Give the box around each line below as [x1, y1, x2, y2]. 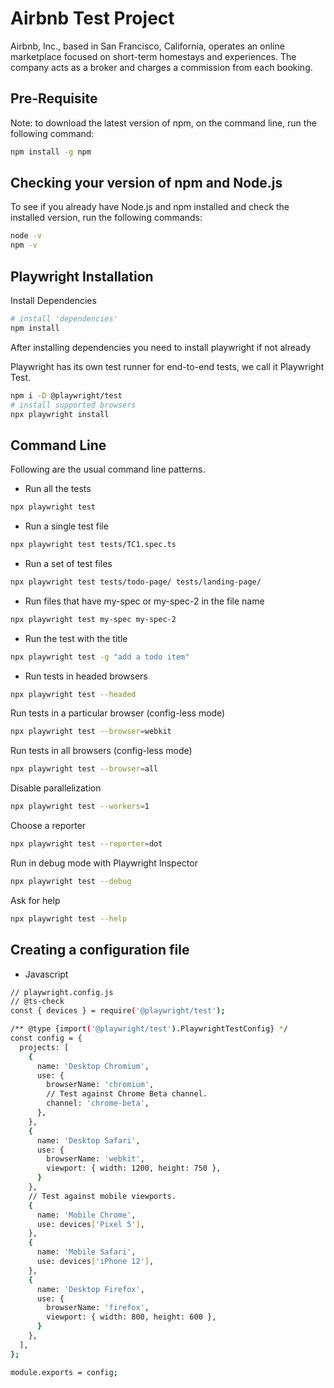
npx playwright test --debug [10, 876, 132, 886]
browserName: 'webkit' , [46, 1154, 145, 1164]
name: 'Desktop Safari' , [36, 1135, 141, 1146]
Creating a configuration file [10, 942, 190, 959]
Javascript [24, 968, 69, 980]
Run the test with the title [24, 632, 128, 644]
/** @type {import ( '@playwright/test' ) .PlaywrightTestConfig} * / [10, 1024, 288, 1034]
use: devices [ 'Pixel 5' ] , [36, 1219, 145, 1229]
